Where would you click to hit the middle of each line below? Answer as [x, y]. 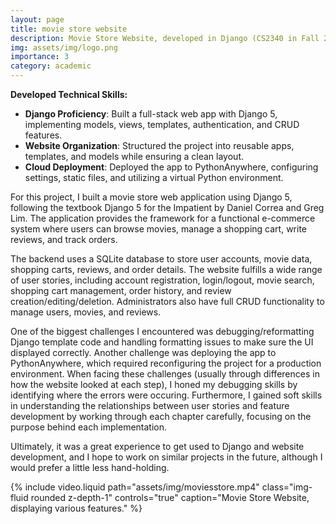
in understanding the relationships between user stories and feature [150, 405]
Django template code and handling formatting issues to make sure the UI [162, 342]
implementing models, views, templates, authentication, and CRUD [162, 124]
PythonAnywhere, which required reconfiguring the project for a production [166, 363]
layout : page [37, 19]
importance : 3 [40, 57]
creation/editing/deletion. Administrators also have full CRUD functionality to [167, 301]
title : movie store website [69, 29]
